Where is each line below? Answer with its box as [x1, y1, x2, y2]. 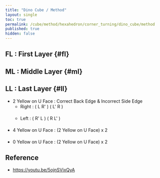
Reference [5, 153, 39, 162]
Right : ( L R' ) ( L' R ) [20, 103, 63, 109]
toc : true [5, 17, 26, 22]
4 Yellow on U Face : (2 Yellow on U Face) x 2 [12, 127, 108, 133]
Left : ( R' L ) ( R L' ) [20, 115, 61, 121]
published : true [5, 26, 39, 32]
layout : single [5, 12, 37, 17]
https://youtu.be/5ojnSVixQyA [12, 167, 75, 173]
